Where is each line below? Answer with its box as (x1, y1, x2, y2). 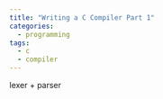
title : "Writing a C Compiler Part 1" (9, 13, 155, 22)
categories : (9, 22, 54, 31)
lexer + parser (9, 80, 61, 90)
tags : (9, 38, 30, 48)
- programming (17, 30, 70, 39)
